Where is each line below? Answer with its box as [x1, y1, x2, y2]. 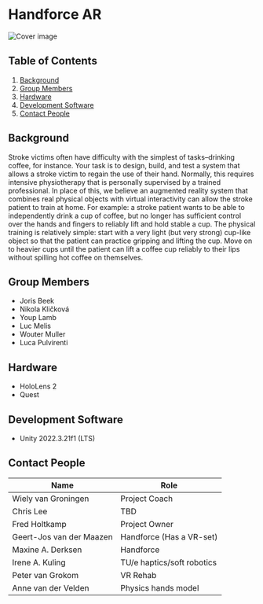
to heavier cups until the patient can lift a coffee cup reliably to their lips [8, 244, 240, 253]
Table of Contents [8, 54, 98, 68]
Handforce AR [8, 6, 102, 24]
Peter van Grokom [12, 569, 79, 580]
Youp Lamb [19, 313, 57, 322]
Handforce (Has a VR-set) [120, 531, 218, 542]
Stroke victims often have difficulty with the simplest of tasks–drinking [8, 152, 236, 162]
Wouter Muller [19, 330, 66, 339]
